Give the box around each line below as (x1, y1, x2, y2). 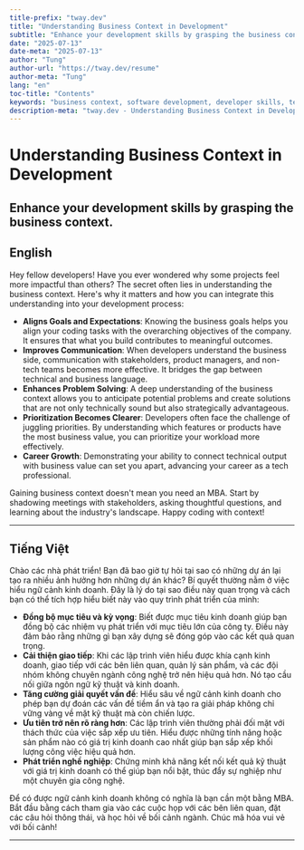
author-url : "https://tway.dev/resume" (9, 64, 160, 73)
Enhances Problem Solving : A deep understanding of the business (22, 382, 273, 394)
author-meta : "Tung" (9, 72, 88, 82)
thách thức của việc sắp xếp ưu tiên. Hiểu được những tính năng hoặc (22, 727, 282, 739)
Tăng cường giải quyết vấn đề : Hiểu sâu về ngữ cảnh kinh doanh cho (22, 689, 282, 700)
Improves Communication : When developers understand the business (22, 344, 287, 355)
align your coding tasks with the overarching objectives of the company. (22, 325, 292, 336)
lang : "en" (9, 81, 51, 90)
